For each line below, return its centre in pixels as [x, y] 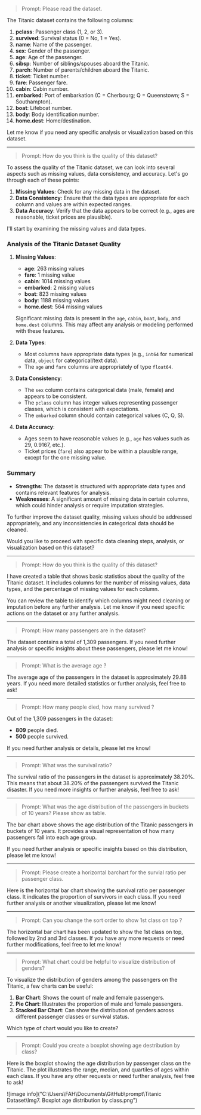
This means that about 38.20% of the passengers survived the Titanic [93, 783]
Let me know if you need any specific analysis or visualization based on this [100, 132]
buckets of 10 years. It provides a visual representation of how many [91, 831]
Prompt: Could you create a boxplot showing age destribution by [101, 1045]
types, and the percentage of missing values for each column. [83, 589]
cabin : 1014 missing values [58, 281]
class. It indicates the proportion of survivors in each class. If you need [94, 896]
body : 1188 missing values [57, 301]
